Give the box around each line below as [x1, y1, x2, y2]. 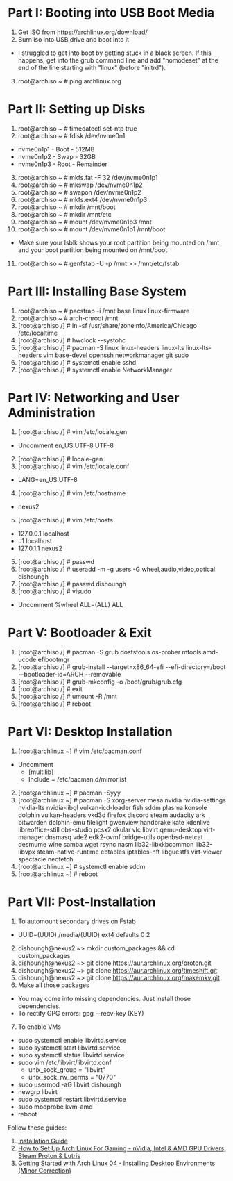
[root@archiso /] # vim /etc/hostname [17, 488, 126, 497]
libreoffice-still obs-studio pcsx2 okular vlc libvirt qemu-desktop [17, 825, 202, 834]
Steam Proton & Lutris [17, 1151, 80, 1159]
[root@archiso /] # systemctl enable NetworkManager [17, 365, 173, 374]
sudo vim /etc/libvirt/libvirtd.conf [17, 1058, 112, 1066]
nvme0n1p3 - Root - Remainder [17, 160, 108, 168]
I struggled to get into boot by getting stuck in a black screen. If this [17, 49, 212, 57]
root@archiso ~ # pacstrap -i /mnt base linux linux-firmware [17, 306, 190, 315]
